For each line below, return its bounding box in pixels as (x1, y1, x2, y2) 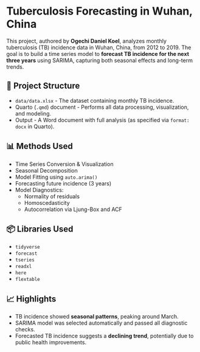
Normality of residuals (24, 193, 80, 200)
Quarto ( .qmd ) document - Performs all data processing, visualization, (15, 103, 189, 111)
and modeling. (15, 109, 52, 117)
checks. (15, 326, 35, 333)
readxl (15, 263, 32, 270)
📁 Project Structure (6, 81, 80, 91)
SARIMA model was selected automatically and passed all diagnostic (15, 319, 188, 326)
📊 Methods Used (6, 141, 73, 151)
